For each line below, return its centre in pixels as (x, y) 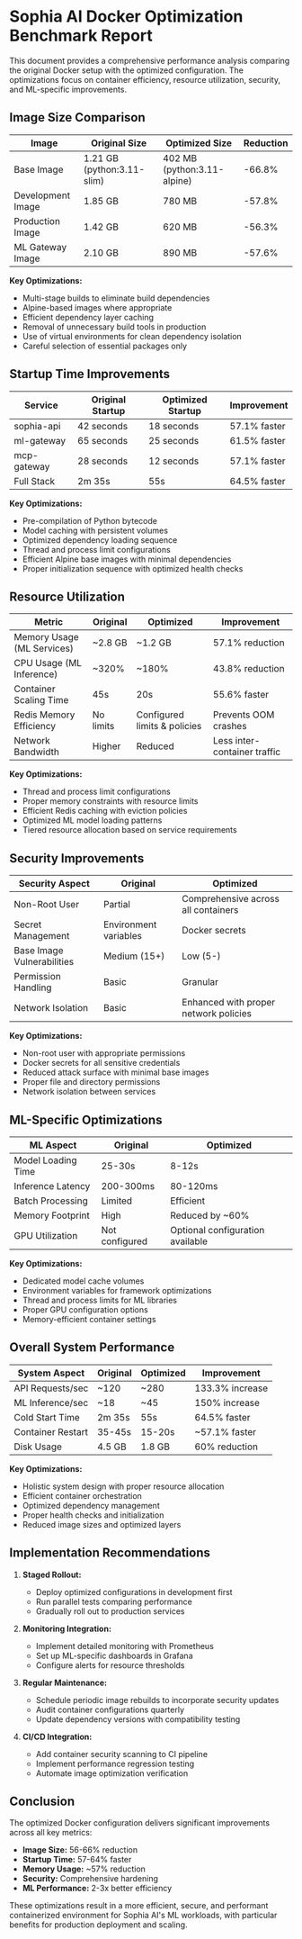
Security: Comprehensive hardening (90, 1879)
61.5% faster (258, 440)
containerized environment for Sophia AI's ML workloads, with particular (143, 1916)
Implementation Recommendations (110, 1553)
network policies (217, 1014)
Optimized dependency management (91, 1505)
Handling (33, 988)
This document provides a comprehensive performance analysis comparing (150, 60)
